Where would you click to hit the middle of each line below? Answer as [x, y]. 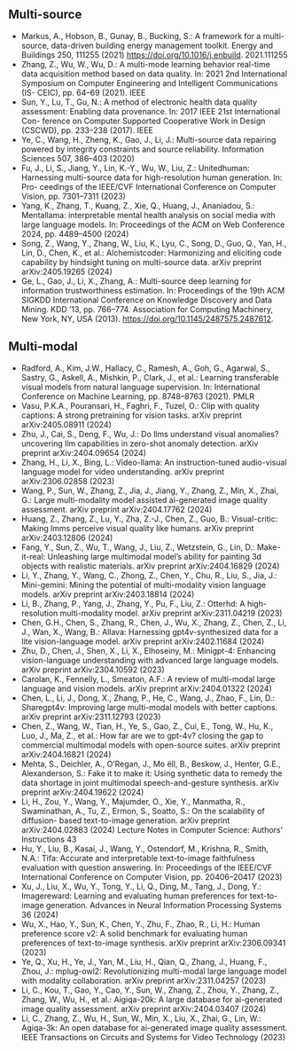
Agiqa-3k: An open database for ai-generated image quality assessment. [154, 1027]
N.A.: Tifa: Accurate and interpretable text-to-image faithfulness [138, 858]
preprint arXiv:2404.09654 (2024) [84, 452]
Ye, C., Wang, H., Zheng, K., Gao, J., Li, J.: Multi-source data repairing [148, 139]
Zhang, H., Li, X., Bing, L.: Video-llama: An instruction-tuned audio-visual [154, 462]
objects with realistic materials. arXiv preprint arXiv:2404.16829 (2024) [150, 566]
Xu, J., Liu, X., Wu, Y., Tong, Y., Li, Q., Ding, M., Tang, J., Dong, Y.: [141, 886]
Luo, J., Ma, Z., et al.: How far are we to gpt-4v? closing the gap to [142, 735]
